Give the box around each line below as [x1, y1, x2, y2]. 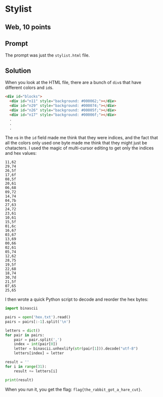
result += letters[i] [14, 369, 57, 374]
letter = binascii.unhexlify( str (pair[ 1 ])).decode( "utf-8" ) [14, 346, 138, 351]
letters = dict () [5, 328, 40, 333]
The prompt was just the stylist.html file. [5, 52, 90, 58]
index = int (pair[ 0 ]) [14, 342, 57, 347]
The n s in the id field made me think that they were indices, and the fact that [5, 135, 158, 141]
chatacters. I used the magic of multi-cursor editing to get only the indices [5, 145, 154, 151]
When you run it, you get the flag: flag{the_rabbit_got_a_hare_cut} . [5, 386, 142, 392]
